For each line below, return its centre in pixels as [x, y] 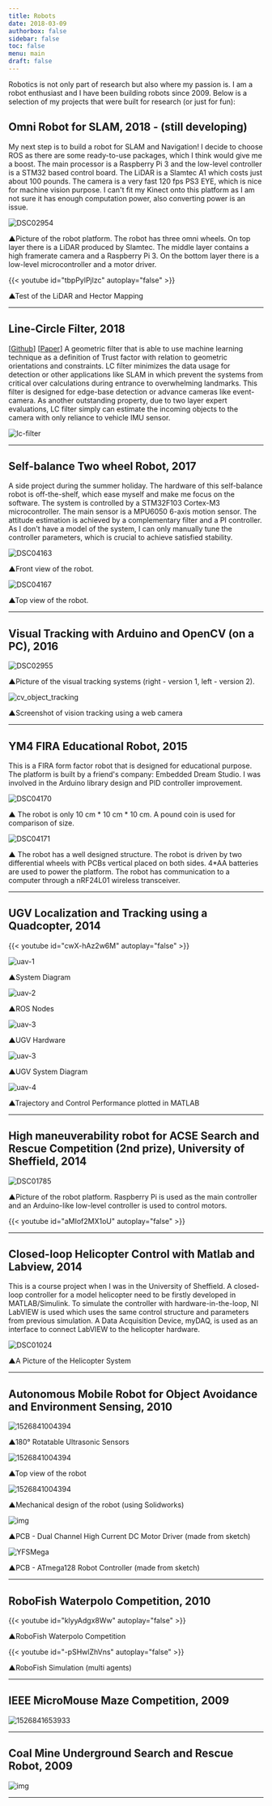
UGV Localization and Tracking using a [108, 914]
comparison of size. [42, 823]
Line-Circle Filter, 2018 [67, 329]
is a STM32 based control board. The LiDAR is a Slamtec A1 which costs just [136, 172]
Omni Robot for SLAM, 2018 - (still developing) [128, 127]
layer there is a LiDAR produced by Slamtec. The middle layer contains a [129, 247]
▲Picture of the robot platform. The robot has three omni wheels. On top [130, 238]
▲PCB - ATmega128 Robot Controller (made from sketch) [104, 1568]
